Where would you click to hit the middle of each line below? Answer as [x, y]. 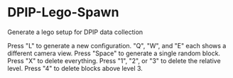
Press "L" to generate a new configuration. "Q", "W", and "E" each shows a [117, 45]
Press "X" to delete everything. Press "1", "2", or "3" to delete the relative [114, 60]
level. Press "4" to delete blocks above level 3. [75, 68]
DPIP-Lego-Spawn [63, 12]
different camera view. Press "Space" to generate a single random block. [114, 53]
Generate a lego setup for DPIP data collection [75, 32]
